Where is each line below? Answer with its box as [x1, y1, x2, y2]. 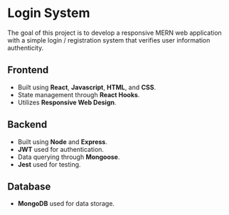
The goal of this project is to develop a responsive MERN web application [7, 28, 222, 37]
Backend [7, 118, 48, 131]
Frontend [7, 64, 49, 76]
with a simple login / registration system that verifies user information [7, 35, 211, 44]
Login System [7, 5, 90, 21]
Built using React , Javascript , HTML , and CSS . [17, 83, 156, 92]
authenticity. [7, 43, 44, 52]
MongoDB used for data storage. [17, 199, 115, 208]
